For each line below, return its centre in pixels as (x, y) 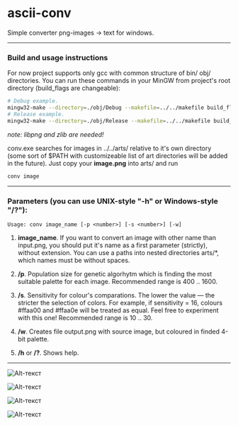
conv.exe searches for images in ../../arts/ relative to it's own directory (109, 148)
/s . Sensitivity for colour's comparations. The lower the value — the (116, 295)
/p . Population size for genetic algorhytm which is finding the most (115, 273)
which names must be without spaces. (74, 260)
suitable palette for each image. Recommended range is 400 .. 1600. (118, 281)
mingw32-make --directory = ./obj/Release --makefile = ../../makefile (109, 121)
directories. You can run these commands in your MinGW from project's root (119, 81)
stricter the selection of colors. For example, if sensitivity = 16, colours (120, 302)
